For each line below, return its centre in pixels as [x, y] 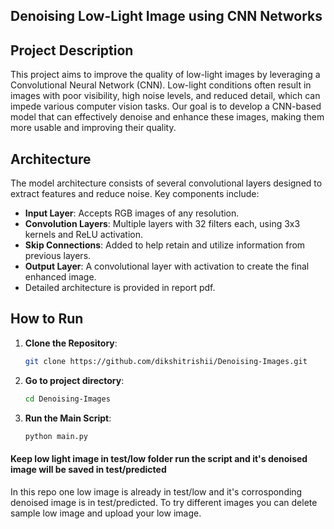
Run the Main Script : [68, 418]
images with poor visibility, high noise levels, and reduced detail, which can [165, 96]
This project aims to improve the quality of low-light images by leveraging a [165, 75]
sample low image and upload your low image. [106, 513]
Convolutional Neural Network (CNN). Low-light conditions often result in [161, 85]
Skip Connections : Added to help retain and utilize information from [165, 245]
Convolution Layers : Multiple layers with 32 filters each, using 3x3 [162, 224]
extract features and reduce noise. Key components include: [135, 194]
